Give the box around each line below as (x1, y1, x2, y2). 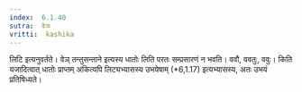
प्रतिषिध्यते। (9, 74, 42, 85)
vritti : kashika (9, 29, 75, 38)
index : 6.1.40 (9, 13, 67, 22)
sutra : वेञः (9, 21, 51, 30)
